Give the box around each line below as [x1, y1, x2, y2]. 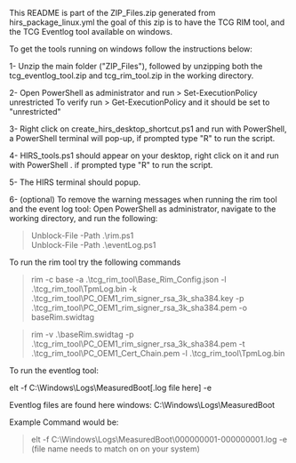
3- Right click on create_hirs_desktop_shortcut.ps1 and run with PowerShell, [9, 124, 287, 134]
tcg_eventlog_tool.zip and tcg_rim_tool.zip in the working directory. [9, 70, 254, 81]
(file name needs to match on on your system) [30, 443, 200, 454]
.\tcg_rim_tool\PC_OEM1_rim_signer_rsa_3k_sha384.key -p [30, 293, 244, 303]
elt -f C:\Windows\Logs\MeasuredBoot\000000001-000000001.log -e [30, 435, 288, 444]
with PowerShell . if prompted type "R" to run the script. [9, 160, 213, 170]
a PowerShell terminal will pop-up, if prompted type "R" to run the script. [9, 133, 276, 143]
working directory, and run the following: [9, 213, 158, 223]
